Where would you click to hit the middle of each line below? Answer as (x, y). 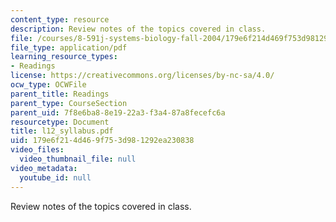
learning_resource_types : (64, 57)
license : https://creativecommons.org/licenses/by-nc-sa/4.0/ (142, 76)
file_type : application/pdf (69, 47)
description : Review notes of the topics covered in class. (138, 29)
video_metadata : (44, 168)
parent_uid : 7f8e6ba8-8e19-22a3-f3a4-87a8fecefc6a (118, 112)
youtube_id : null (55, 177)
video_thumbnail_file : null (78, 159)
